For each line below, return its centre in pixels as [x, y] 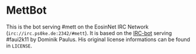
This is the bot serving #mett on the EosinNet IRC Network [78, 27]
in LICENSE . [19, 46]
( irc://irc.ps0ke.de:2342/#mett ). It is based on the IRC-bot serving [89, 33]
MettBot [26, 10]
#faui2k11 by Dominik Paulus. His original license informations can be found [98, 39]
